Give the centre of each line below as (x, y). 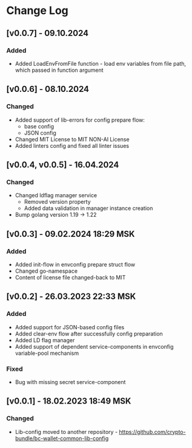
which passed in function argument (59, 70)
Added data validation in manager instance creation (88, 208)
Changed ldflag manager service (56, 195)
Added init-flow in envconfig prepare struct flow (75, 264)
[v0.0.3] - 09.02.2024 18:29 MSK (71, 234)
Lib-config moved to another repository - (66, 432)
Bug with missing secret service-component (70, 382)
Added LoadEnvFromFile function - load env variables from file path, (101, 63)
